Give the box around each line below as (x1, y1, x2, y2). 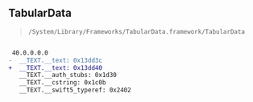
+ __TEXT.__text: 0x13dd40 (8, 63, 103, 71)
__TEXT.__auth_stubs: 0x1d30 (19, 71, 117, 80)
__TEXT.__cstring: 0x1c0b (19, 79, 106, 87)
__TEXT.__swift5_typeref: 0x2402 (19, 86, 131, 95)
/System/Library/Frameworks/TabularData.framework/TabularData (27, 27, 246, 35)
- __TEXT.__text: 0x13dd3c (8, 56, 103, 64)
